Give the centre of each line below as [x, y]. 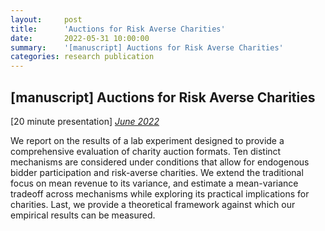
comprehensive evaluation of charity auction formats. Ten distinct [146, 151]
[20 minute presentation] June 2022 [85, 121]
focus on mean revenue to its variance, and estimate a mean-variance [154, 183]
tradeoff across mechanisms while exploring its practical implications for [160, 193]
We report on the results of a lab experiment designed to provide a [147, 140]
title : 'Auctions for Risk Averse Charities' [118, 29]
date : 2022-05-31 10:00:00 [80, 38]
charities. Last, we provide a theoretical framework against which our [153, 204]
